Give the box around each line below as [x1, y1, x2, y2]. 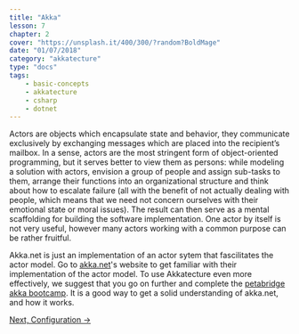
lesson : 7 [9, 21, 46, 30]
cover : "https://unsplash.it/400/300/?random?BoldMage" [9, 37, 221, 47]
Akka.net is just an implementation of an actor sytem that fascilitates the [9, 250, 274, 261]
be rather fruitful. [9, 232, 72, 243]
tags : [9, 71, 29, 80]
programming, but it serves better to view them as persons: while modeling [9, 157, 285, 167]
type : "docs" [9, 63, 58, 72]
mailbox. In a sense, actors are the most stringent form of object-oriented [9, 148, 279, 159]
